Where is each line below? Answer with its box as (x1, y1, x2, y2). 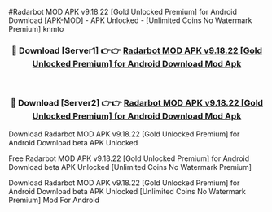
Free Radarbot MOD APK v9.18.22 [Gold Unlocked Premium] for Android (8, 154, 250, 163)
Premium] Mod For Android (8, 195, 100, 205)
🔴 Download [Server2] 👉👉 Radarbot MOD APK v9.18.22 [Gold (11, 97, 263, 109)
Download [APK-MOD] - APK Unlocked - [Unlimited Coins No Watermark (8, 15, 252, 25)
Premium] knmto (8, 24, 64, 33)
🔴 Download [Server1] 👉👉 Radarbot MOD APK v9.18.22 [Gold (11, 45, 263, 56)
